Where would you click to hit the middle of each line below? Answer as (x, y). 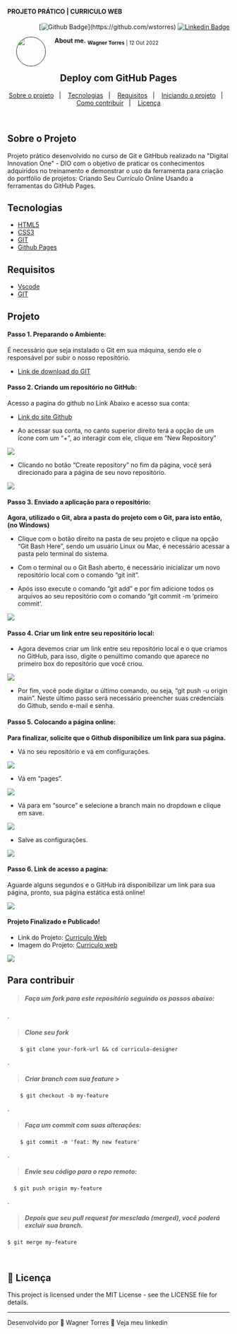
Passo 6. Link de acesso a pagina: (58, 869)
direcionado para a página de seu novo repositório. (92, 473)
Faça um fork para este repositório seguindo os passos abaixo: (120, 998)
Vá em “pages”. (40, 778)
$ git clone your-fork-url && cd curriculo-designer (99, 1050)
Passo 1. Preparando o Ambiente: (57, 334)
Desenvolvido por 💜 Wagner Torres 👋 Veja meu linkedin (87, 1323)
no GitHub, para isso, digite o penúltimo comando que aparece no (113, 656)
